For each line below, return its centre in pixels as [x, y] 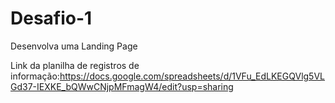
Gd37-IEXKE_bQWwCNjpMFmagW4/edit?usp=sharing [122, 86]
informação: [35, 76]
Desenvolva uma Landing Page [74, 46]
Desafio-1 [51, 18]
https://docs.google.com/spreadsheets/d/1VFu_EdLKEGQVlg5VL [192, 76]
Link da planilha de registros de [75, 65]
